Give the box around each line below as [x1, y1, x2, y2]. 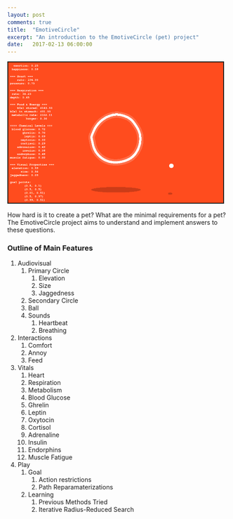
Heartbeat [38, 319, 68, 327]
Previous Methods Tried [38, 498, 108, 506]
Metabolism [27, 386, 62, 395]
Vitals [17, 364, 34, 372]
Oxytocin [27, 416, 55, 424]
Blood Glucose [27, 393, 71, 402]
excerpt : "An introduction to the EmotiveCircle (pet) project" [7, 34, 199, 41]
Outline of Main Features [7, 243, 93, 253]
